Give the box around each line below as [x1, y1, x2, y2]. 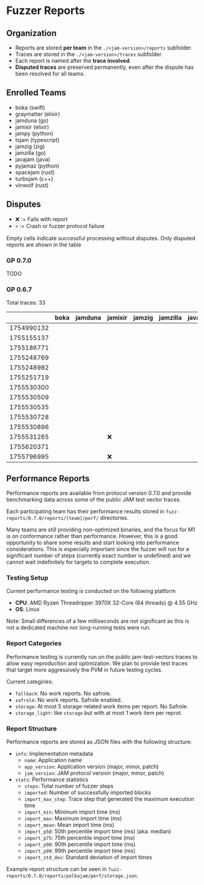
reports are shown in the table [6, 241, 82, 248]
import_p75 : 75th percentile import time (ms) [24, 834, 135, 841]
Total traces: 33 [6, 299, 46, 307]
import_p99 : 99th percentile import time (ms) [24, 847, 136, 854]
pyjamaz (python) [15, 162, 59, 169]
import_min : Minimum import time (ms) [24, 808, 121, 816]
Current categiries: [6, 678, 53, 685]
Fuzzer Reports [6, 4, 85, 18]
